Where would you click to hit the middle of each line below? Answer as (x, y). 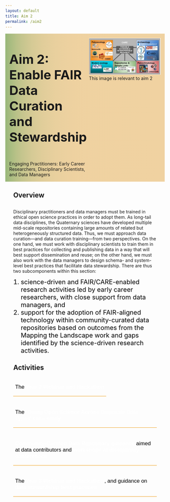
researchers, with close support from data (83, 297)
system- (143, 260)
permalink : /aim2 (24, 21)
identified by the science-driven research (82, 343)
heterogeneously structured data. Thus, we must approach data (80, 233)
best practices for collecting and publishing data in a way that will (82, 249)
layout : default (22, 11)
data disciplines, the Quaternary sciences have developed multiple (83, 222)
